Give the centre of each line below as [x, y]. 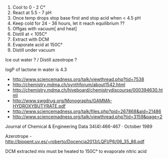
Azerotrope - [18, 136]
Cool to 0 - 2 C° [29, 7]
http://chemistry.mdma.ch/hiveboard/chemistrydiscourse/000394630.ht [88, 90]
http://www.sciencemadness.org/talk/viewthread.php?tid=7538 [78, 79]
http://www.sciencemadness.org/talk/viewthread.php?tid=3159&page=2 [87, 117]
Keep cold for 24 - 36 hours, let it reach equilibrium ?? [68, 23]
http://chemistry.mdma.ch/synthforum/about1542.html [69, 85]
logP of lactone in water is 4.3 [36, 69]
